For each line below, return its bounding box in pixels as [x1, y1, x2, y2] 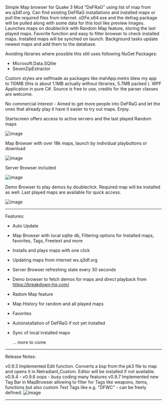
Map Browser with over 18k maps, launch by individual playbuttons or [5, 140, 148, 146]
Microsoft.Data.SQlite [12, 61, 56, 66]
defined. [5, 390, 22, 396]
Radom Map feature [12, 291, 53, 297]
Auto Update [12, 223, 39, 229]
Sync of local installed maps [12, 330, 71, 335]
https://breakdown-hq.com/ [12, 282, 70, 287]
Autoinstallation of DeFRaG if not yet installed [12, 320, 105, 326]
